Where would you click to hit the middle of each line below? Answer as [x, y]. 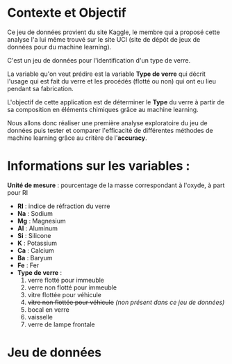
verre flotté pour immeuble [66, 280]
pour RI [18, 192]
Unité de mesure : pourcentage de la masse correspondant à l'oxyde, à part [116, 185]
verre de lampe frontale [61, 324]
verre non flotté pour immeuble [72, 287]
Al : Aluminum [37, 228]
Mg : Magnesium [41, 221]
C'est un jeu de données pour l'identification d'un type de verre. [99, 60]
